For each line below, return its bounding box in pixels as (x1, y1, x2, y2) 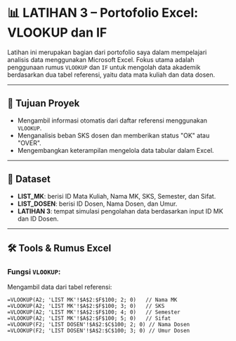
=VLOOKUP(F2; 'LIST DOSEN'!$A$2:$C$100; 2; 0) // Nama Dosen (7, 321, 190, 328)
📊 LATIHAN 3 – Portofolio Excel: (7, 5, 199, 21)
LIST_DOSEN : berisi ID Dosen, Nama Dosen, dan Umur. (17, 199, 178, 208)
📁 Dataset (7, 173, 51, 185)
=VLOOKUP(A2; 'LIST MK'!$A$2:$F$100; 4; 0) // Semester (7, 309, 181, 316)
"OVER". (17, 138, 42, 147)
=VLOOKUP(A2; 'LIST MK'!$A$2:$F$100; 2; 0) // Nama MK (7, 297, 178, 304)
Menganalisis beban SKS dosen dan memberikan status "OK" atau (17, 131, 210, 139)
